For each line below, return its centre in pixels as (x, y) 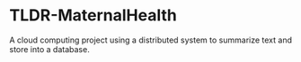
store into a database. (49, 49)
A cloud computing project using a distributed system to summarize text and (151, 40)
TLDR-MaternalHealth (93, 15)
